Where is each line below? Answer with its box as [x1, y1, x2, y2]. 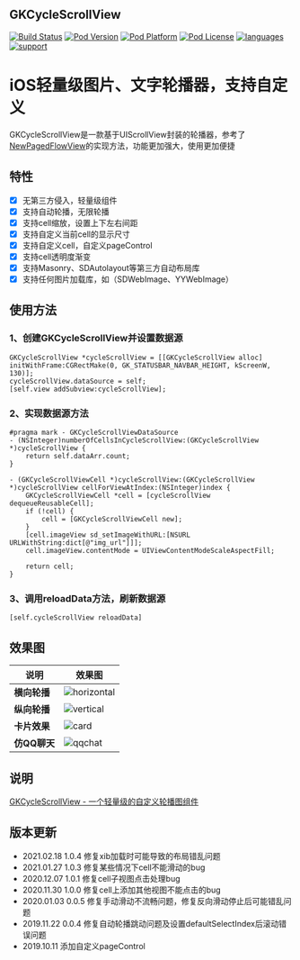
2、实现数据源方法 [9, 407, 90, 420]
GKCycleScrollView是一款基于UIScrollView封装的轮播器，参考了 [9, 129, 246, 140]
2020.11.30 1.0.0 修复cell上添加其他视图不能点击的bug [22, 884, 222, 895]
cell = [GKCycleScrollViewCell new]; [41, 515, 182, 524]
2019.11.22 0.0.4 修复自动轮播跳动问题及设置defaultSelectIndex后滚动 [22, 918, 279, 928]
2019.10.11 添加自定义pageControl [22, 940, 146, 951]
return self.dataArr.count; [25, 452, 130, 461]
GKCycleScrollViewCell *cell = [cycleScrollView [25, 491, 211, 501]
